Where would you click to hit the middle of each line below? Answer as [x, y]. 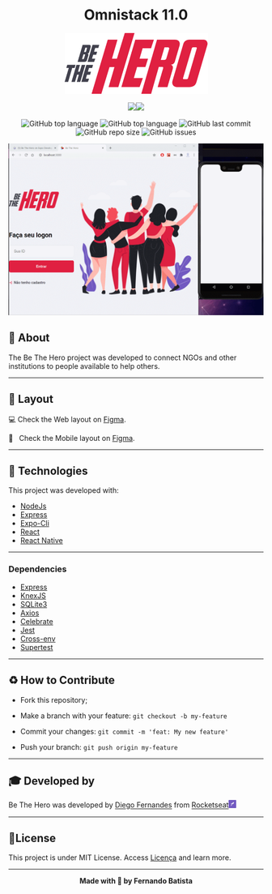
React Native [41, 541]
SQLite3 [34, 604]
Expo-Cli [35, 524]
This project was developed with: [64, 490]
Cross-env [38, 639]
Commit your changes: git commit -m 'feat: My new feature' [124, 731]
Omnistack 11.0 [136, 15]
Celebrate [37, 621]
